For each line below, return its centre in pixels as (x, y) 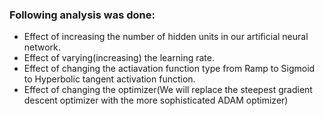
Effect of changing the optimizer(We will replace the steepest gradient (168, 90)
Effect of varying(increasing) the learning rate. (119, 58)
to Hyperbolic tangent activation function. (109, 79)
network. (42, 47)
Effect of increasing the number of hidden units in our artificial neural (166, 37)
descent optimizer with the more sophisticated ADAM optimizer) (156, 100)
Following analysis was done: (82, 15)
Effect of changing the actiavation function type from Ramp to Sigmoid (169, 69)
